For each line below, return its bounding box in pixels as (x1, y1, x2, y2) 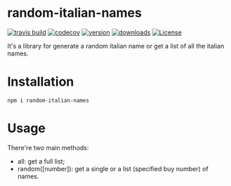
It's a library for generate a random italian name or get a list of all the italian (7, 41, 225, 50)
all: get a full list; (17, 157, 65, 166)
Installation (7, 74, 74, 90)
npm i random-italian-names (7, 97, 90, 104)
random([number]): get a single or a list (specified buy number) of (17, 164, 209, 173)
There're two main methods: (7, 143, 89, 152)
